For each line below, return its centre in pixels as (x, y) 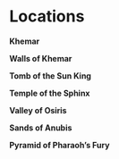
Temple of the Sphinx (50, 93)
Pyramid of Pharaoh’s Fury (59, 145)
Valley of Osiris (38, 110)
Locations (47, 17)
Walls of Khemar (41, 58)
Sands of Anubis (41, 128)
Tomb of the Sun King (51, 75)
